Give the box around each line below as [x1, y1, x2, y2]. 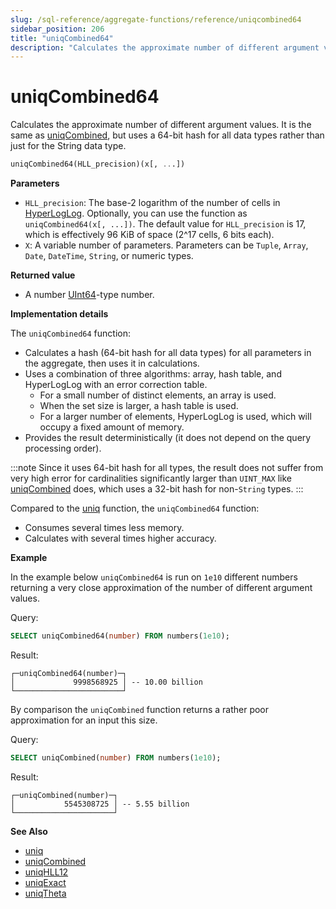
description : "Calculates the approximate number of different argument [10, 42, 320, 53]
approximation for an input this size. [10, 714, 158, 726]
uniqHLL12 [24, 866, 69, 878]
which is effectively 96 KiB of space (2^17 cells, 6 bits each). [24, 229, 275, 241]
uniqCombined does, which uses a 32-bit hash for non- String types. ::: [10, 483, 304, 495]
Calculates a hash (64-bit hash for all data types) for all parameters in [24, 347, 312, 359]
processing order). [24, 442, 102, 455]
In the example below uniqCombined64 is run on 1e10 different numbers [10, 571, 298, 583]
